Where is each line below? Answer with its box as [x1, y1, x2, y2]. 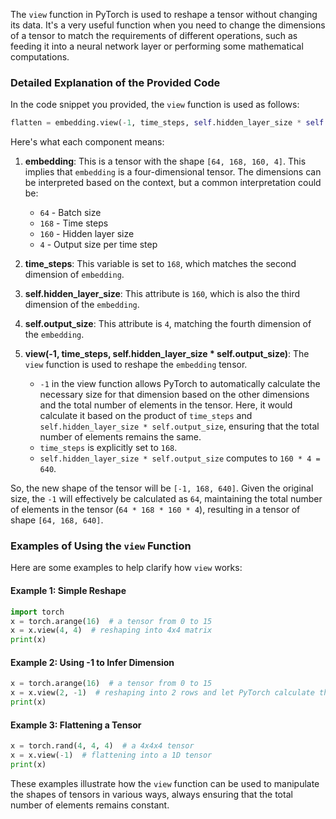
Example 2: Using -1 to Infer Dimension [10, 656, 175, 668]
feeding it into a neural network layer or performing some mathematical [10, 40, 304, 52]
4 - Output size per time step [39, 239, 158, 251]
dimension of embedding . [24, 269, 125, 281]
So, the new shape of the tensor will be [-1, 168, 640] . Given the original [10, 482, 314, 494]
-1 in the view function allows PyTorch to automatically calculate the [39, 378, 321, 390]
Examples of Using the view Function [10, 539, 192, 553]
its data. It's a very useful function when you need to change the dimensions [10, 19, 326, 31]
